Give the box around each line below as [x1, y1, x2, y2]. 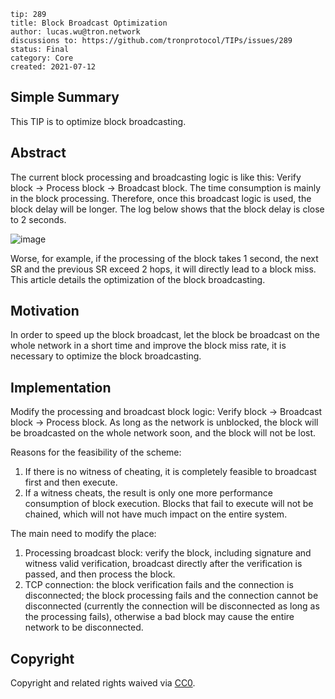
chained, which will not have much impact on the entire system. [24, 508, 288, 520]
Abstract [10, 145, 67, 162]
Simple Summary [10, 89, 120, 106]
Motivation [10, 303, 80, 320]
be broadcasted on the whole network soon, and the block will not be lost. [10, 427, 317, 439]
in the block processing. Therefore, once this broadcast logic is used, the [10, 192, 312, 204]
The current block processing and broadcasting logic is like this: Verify [10, 171, 302, 183]
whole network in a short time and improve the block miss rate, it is [10, 340, 287, 352]
